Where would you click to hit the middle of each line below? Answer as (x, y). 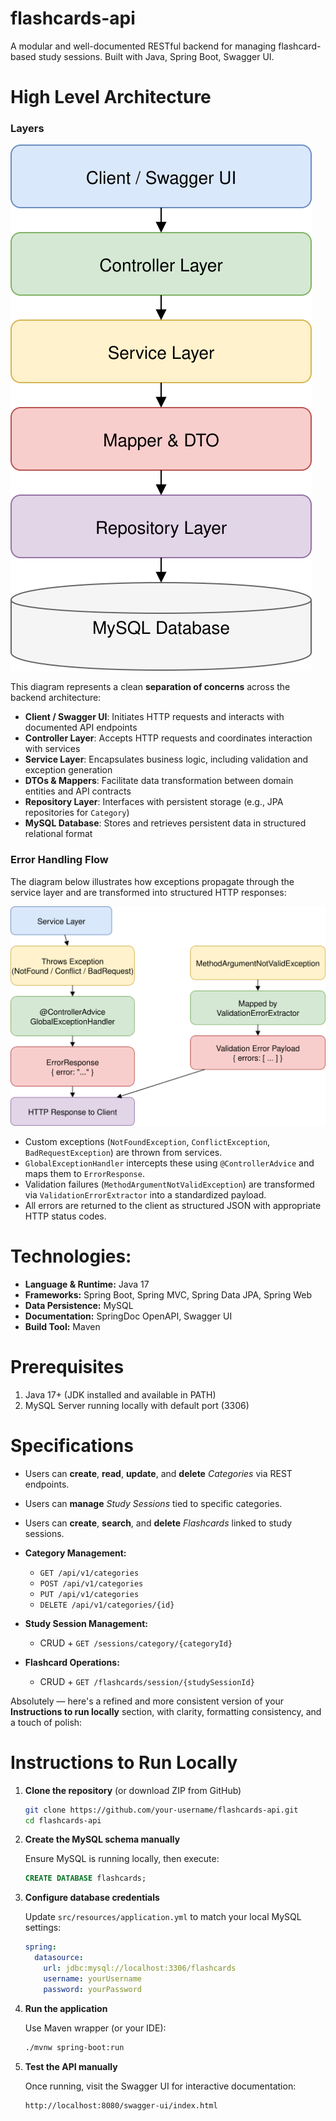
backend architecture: (56, 698)
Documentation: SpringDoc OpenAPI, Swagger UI (128, 1316)
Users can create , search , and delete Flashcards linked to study (158, 1523)
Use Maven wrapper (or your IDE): (95, 2028)
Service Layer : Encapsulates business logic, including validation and (166, 759)
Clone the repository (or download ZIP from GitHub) (133, 1790)
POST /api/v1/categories (91, 1583)
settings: (43, 1928)
